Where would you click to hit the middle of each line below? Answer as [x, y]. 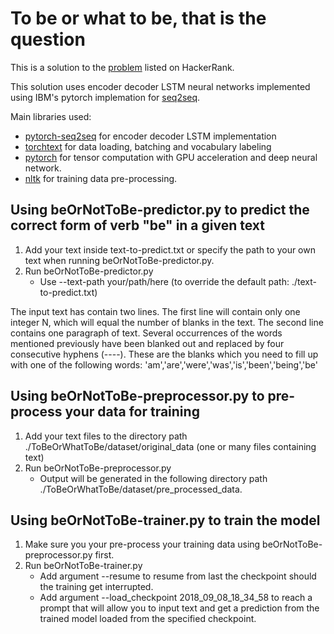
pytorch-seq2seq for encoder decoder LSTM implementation [150, 136]
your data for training [132, 412]
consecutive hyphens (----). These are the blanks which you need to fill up [164, 354]
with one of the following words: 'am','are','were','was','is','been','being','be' [164, 364]
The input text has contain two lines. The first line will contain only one [155, 311]
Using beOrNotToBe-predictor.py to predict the [160, 210]
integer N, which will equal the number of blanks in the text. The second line [167, 322]
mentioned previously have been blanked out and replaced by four [147, 343]
